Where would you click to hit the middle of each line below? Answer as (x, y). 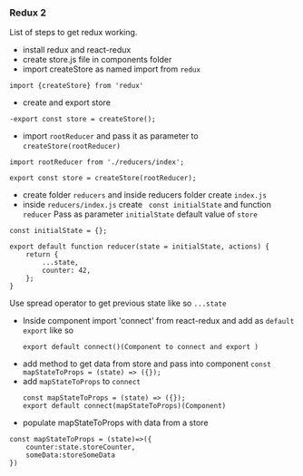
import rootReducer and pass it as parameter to (110, 136)
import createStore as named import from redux (112, 69)
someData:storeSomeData (71, 455)
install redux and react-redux (77, 50)
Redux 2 (28, 13)
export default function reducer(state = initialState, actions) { (140, 247)
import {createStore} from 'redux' (77, 86)
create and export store (67, 102)
